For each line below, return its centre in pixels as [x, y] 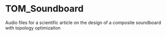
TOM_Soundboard [45, 9]
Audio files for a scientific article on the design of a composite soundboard [83, 22]
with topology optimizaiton [33, 27]
